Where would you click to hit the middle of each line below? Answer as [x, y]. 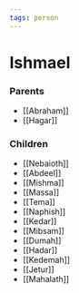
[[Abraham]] [45, 111]
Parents [27, 91]
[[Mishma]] [44, 183]
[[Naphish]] [44, 212]
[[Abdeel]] [42, 173]
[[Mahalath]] [46, 279]
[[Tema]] [39, 202]
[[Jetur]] [38, 269]
